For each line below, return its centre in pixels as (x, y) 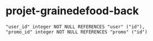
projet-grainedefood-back (72, 11)
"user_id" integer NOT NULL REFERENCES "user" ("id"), (75, 27)
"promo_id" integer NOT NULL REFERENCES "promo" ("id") (76, 32)
